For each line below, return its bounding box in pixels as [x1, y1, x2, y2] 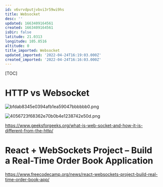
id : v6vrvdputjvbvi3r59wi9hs [5, 7, 64, 12]
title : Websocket [5, 12, 41, 17]
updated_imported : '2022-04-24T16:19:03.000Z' [5, 52, 102, 58]
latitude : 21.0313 [5, 35, 42, 40]
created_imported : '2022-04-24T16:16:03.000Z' [5, 57, 102, 62]
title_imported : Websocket [5, 48, 60, 53]
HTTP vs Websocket [5, 87, 90, 99]
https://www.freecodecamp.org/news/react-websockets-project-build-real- [5, 171, 158, 177]
